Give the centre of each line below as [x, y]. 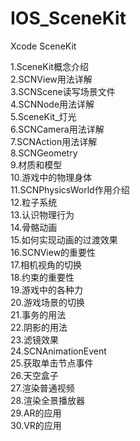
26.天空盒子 [34, 375]
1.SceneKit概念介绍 [49, 66]
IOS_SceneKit [68, 18]
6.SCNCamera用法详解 [57, 129]
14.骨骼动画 [34, 227]
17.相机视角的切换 [46, 264]
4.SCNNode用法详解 [52, 104]
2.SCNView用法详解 [51, 79]
